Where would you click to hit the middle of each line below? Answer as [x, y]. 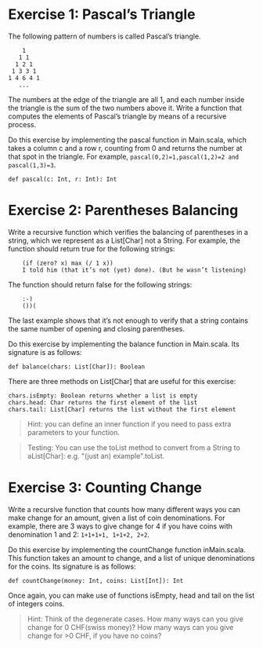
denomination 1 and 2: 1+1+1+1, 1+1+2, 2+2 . [79, 534]
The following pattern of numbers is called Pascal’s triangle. [104, 36]
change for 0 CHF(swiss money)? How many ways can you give [130, 627]
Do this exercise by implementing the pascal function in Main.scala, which [127, 140]
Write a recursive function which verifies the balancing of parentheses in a [128, 232]
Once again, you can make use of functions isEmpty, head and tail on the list [131, 595]
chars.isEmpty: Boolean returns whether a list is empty [103, 395]
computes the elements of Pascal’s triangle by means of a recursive [117, 116]
